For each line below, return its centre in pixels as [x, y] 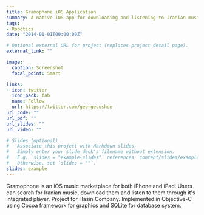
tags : [13, 23]
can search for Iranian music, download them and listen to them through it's [101, 193]
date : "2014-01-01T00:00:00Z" [45, 35]
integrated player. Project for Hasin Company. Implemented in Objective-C [99, 199]
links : [15, 84]
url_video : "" [24, 129]
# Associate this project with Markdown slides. [72, 146]
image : [15, 62]
